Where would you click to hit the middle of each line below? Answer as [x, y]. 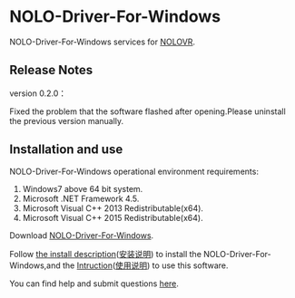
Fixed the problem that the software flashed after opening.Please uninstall [147, 111]
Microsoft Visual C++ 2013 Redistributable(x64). [113, 208]
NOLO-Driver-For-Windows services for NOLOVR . [103, 42]
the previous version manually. [67, 120]
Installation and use [66, 150]
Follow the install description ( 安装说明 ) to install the [106, 254]
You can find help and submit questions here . [94, 284]
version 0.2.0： [38, 93]
